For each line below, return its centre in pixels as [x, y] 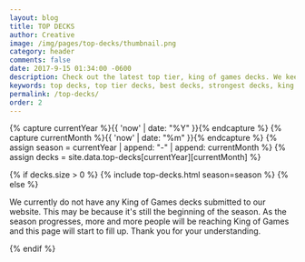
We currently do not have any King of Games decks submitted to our [138, 202]
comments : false [40, 60]
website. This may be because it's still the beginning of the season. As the [148, 212]
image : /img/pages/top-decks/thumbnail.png [93, 43]
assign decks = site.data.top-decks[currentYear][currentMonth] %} [135, 157]
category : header [42, 52]
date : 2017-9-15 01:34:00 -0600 [70, 69]
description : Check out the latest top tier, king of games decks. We [146, 77]
